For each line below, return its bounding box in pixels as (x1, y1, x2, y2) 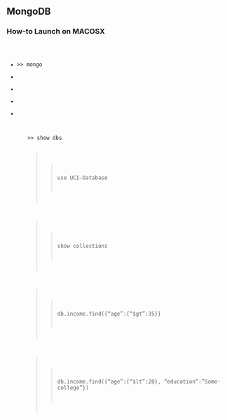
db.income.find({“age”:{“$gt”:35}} (57, 311, 162, 318)
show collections (57, 242, 108, 249)
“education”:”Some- (163, 378, 221, 386)
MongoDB (6, 6, 51, 17)
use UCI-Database (57, 174, 108, 181)
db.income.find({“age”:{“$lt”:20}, (57, 378, 162, 386)
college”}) (57, 384, 89, 391)
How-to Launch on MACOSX (6, 27, 106, 36)
